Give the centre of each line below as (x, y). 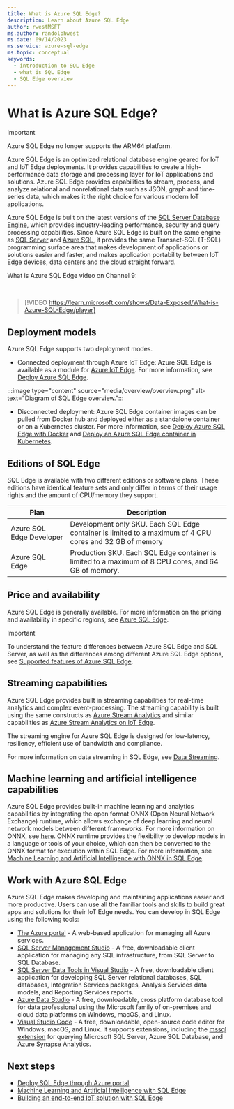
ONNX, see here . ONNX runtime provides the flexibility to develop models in (116, 836)
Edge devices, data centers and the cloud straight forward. (92, 262)
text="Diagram (28, 398)
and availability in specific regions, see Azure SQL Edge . (88, 619)
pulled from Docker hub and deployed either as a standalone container (119, 419)
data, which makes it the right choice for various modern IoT (113, 197)
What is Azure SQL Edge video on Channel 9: (72, 276)
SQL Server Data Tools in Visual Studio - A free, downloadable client (115, 970)
